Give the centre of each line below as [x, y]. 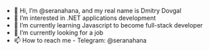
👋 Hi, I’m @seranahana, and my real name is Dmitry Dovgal [98, 11]
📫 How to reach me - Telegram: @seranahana [80, 40]
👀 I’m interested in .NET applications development [85, 18]
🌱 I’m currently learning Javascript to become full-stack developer [108, 25]
